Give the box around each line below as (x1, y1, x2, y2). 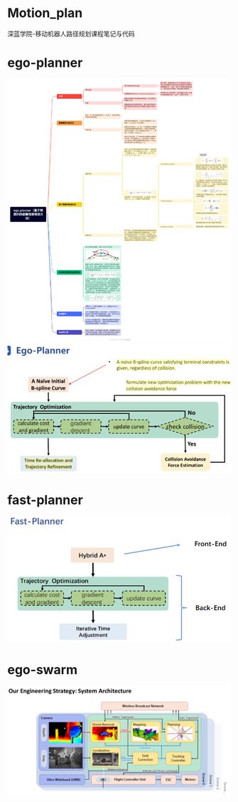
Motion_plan (7, 5, 83, 21)
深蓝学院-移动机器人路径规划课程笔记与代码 (7, 29, 135, 38)
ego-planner (7, 55, 83, 71)
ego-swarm (7, 661, 78, 678)
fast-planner (7, 492, 83, 508)
